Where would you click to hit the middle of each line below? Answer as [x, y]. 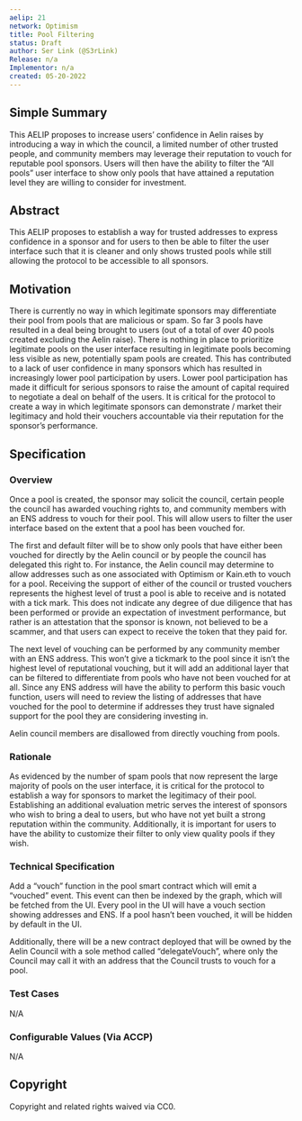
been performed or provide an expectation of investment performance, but [148, 612]
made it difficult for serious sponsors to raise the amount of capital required [149, 387]
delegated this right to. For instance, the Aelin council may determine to [142, 565]
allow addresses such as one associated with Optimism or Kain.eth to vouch [150, 574]
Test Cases [35, 994]
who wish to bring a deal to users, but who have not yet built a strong [138, 815]
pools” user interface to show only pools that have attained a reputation [142, 173]
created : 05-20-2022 [48, 77]
